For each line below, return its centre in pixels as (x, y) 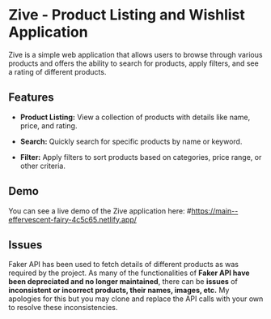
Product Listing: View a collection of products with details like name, (135, 117)
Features (31, 98)
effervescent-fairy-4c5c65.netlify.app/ (73, 219)
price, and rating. (49, 125)
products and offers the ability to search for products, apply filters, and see (133, 63)
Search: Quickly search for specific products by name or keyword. (131, 141)
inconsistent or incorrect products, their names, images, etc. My (119, 291)
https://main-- (215, 211)
